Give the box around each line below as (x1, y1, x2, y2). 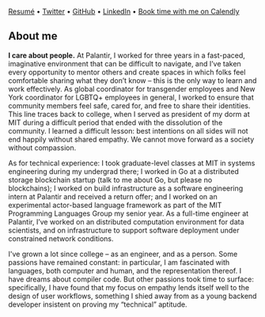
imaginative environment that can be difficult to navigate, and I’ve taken (8, 58, 241, 68)
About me (8, 29, 58, 43)
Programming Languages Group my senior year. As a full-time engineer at (8, 209, 249, 218)
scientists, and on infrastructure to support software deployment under (8, 225, 240, 235)
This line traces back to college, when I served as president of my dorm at (8, 109, 251, 119)
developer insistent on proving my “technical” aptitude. (8, 300, 187, 309)
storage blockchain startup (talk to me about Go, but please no (8, 175, 213, 184)
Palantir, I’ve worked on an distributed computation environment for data (8, 217, 244, 226)
